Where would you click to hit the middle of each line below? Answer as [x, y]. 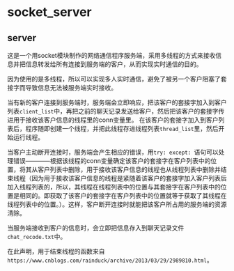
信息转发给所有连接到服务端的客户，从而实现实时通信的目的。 [114, 64]
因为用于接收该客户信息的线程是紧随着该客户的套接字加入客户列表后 [129, 178]
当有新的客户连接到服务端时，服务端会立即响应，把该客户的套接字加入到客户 [117, 102]
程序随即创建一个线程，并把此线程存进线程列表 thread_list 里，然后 [122, 129]
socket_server [49, 12]
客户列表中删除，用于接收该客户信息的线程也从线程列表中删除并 [129, 169]
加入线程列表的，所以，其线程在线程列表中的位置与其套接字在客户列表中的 [114, 187]
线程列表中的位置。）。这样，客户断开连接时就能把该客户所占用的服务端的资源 [117, 204]
